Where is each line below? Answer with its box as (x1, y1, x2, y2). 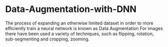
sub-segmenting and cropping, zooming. (5, 36, 90, 42)
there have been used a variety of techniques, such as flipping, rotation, (5, 30, 154, 36)
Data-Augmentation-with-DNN (5, 3, 137, 15)
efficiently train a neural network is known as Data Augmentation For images (5, 25, 163, 31)
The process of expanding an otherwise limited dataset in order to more (5, 20, 154, 26)
